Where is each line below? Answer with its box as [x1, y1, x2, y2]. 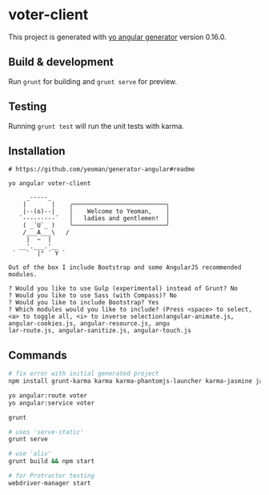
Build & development [8, 55, 114, 69]
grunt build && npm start [8, 457, 94, 465]
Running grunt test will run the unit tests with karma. [8, 121, 184, 131]
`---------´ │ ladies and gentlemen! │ [18, 215, 171, 223]
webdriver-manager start [8, 479, 91, 487]
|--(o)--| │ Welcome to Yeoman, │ [22, 207, 171, 215]
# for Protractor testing [8, 472, 94, 480]
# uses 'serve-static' [8, 428, 84, 436]
